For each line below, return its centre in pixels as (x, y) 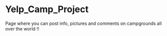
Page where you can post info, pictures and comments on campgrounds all (83, 23)
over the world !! (22, 28)
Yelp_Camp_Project (47, 9)
